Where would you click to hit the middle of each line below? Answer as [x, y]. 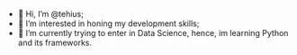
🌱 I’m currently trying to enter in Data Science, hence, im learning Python [153, 33]
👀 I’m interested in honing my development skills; [108, 23]
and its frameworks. [55, 42]
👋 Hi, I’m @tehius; [50, 14]
